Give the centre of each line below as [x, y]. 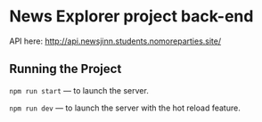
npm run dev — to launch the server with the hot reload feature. [125, 108]
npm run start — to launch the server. [79, 90]
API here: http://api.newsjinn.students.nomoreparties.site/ [115, 41]
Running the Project [65, 69]
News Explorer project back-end [131, 16]
